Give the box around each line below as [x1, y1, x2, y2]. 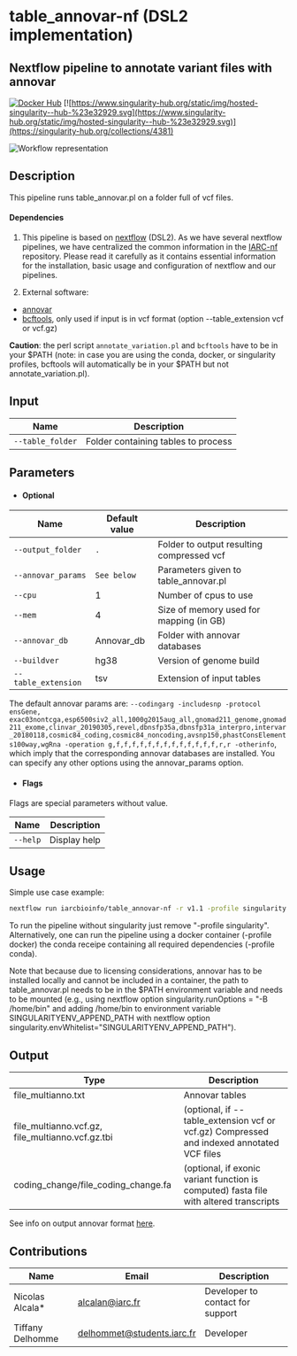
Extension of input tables [157, 672, 261, 685]
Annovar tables [183, 1089, 247, 1102]
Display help [49, 833, 102, 846]
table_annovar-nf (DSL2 [9, 6, 188, 27]
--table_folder [13, 436, 78, 446]
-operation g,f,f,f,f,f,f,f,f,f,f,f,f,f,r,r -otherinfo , [65, 739, 277, 749]
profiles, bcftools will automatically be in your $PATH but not [9, 359, 230, 369]
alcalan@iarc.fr [78, 1296, 141, 1308]
